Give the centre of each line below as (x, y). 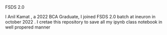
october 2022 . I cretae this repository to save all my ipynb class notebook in (84, 22)
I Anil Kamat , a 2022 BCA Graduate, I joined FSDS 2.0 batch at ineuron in (81, 17)
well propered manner (28, 27)
